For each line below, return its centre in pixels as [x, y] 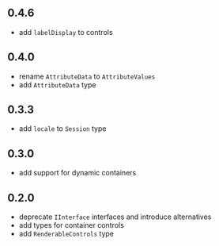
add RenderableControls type [66, 234]
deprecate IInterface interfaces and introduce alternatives [115, 217]
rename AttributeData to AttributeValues [87, 76]
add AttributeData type [57, 85]
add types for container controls [71, 225]
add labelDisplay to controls [66, 32]
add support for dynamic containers [77, 173]
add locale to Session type [62, 129]
